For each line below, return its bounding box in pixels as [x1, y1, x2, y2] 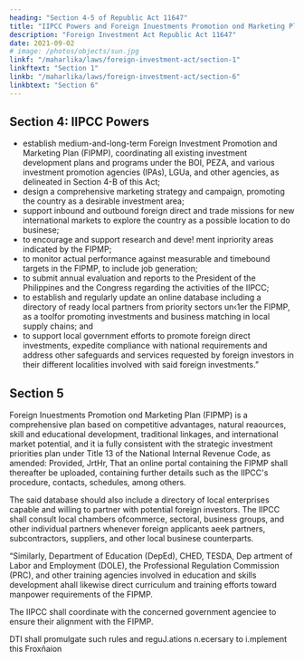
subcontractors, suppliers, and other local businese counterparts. [9, 533, 254, 544]
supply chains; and [22, 321, 93, 331]
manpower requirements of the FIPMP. [9, 589, 154, 600]
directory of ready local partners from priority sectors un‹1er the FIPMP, [22, 302, 291, 312]
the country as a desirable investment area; [22, 196, 185, 206]
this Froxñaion [9, 644, 62, 655]
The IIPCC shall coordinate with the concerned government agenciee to [9, 607, 277, 618]
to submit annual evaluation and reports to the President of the [22, 273, 256, 283]
